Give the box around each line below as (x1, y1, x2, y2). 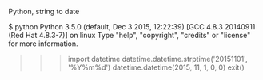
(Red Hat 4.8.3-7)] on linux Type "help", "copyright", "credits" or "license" (8, 31, 251, 40)
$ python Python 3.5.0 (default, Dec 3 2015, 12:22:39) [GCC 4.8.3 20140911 (8, 22, 256, 31)
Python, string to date (8, 7, 80, 16)
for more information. (8, 39, 78, 48)
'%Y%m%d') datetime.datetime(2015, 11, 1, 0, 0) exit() (67, 63, 245, 72)
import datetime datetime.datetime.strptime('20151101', (67, 55, 248, 63)
